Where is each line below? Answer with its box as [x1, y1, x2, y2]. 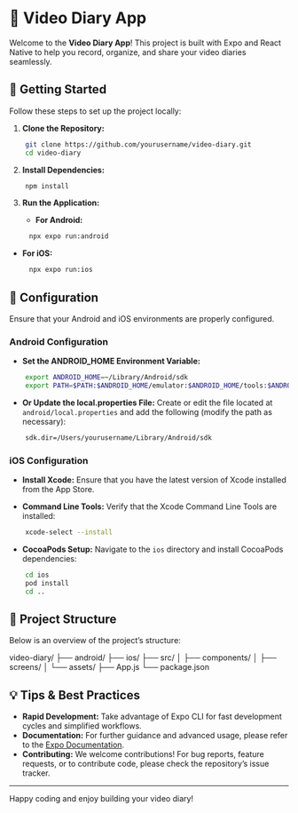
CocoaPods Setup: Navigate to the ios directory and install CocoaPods [21, 544, 284, 554]
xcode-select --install [25, 528, 114, 537]
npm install [25, 181, 69, 190]
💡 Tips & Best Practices [9, 688, 140, 703]
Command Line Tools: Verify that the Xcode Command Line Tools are [21, 501, 278, 512]
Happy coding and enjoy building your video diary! [9, 793, 193, 804]
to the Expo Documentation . [21, 739, 125, 750]
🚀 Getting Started [9, 82, 107, 97]
